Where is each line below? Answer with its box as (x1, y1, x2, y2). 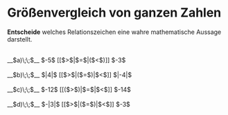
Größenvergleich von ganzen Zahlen (7, 5, 222, 21)
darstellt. (7, 35, 33, 43)
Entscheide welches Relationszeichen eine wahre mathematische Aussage (7, 28, 222, 36)
